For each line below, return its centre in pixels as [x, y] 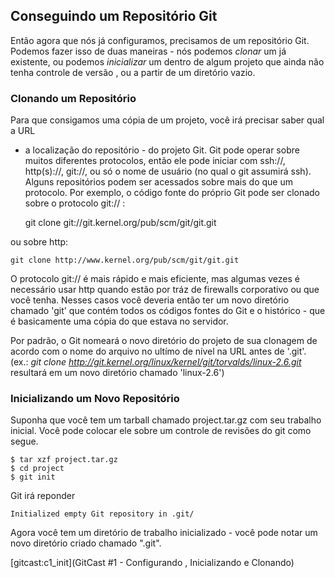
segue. [24, 441]
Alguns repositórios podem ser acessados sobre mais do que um [158, 182]
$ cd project [37, 469]
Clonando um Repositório [73, 98]
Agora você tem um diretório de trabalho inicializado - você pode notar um [164, 533]
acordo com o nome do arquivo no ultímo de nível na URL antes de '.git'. [158, 351]
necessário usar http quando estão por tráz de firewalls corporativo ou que [165, 290]
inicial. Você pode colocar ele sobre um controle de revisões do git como [161, 431]
